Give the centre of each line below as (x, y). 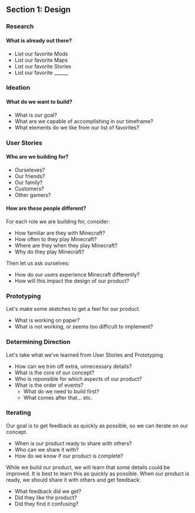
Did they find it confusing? (46, 504)
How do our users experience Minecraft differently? (77, 274)
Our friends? (30, 176)
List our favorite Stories (43, 66)
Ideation (18, 88)
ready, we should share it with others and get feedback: (73, 479)
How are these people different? (46, 208)
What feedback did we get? (48, 491)
